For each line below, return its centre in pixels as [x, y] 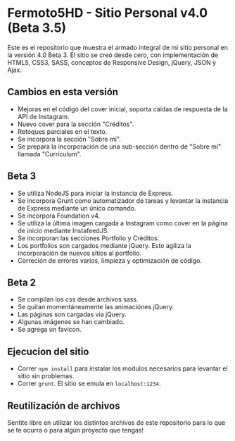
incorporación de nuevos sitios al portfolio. [80, 253]
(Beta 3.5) [37, 28]
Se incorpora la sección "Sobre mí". [69, 139]
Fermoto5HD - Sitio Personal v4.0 [108, 13]
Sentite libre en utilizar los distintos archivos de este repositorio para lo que [116, 423]
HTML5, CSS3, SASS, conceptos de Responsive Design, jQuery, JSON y [112, 62]
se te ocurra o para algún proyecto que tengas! [76, 430]
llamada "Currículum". [49, 154]
